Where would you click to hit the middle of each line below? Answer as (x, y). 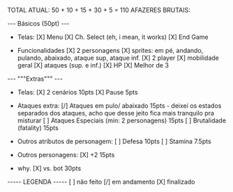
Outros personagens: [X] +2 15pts (66, 155)
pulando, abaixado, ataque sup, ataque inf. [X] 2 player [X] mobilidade (118, 58)
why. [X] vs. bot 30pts (49, 168)
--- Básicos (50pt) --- (38, 23)
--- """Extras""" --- (35, 79)
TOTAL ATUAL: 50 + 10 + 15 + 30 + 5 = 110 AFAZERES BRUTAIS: (99, 10)
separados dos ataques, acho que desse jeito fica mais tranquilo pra (116, 113)
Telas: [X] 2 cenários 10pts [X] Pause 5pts (77, 92)
